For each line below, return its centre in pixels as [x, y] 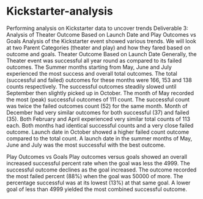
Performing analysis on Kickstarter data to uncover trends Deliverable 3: [97, 28]
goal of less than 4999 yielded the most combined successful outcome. [97, 189]
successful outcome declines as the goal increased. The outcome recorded [102, 170]
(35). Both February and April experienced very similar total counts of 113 [98, 119]
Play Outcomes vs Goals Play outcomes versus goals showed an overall [97, 156]
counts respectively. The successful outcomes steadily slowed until [91, 86]
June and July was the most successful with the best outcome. [86, 145]
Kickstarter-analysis [60, 11]
